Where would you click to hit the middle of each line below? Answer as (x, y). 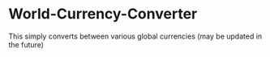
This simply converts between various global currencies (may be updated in (135, 36)
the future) (26, 44)
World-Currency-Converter (103, 14)
